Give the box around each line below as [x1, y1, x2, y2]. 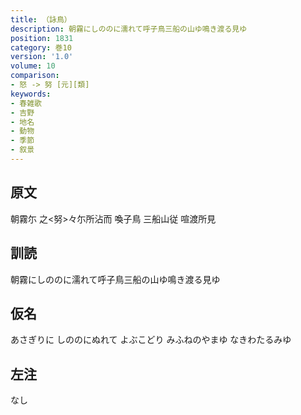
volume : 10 [10, 61, 56, 71]
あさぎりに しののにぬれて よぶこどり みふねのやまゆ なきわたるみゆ [10, 334, 292, 346]
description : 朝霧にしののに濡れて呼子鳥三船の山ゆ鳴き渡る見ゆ [10, 24, 248, 34]
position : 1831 [10, 33, 74, 43]
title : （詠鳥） [10, 14, 72, 25]
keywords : [10, 89, 52, 99]
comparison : [10, 71, 60, 81]
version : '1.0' [10, 52, 74, 62]
